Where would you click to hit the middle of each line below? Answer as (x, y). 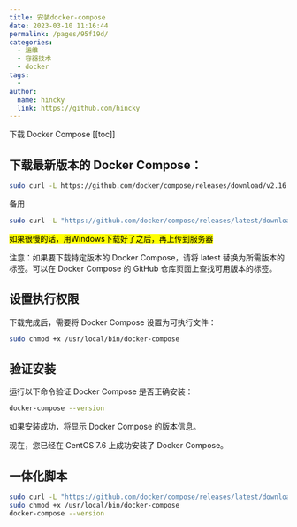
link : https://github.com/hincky (79, 108)
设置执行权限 (44, 299)
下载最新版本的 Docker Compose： (106, 165)
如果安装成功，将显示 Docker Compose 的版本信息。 (105, 427)
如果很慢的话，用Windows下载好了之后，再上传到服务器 (111, 238)
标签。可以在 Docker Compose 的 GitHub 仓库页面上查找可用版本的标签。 (143, 268)
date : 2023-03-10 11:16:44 (59, 26)
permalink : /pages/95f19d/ (59, 34)
